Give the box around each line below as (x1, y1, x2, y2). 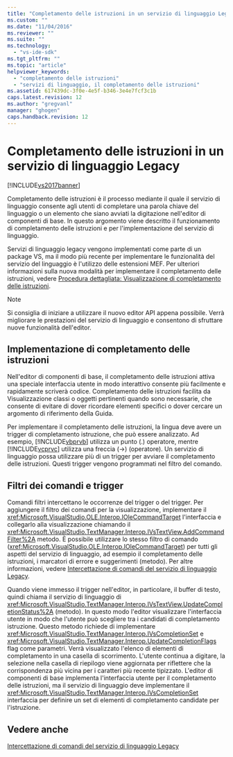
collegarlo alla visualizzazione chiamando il (7, 520, 130, 529)
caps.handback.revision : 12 (7, 113, 89, 120)
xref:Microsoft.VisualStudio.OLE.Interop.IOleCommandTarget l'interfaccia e (7, 513, 222, 521)
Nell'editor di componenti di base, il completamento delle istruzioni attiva (7, 373, 215, 381)
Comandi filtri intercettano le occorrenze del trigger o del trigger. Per (7, 498, 204, 507)
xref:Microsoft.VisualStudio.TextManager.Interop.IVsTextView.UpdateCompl (7, 600, 223, 609)
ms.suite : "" (7, 36, 45, 43)
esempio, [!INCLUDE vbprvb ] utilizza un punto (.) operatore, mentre (7, 438, 199, 446)
